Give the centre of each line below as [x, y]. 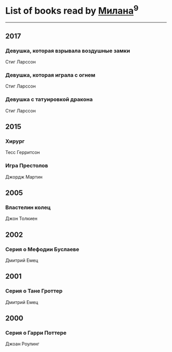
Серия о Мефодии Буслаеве [42, 249]
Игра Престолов [27, 166]
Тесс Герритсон [23, 152]
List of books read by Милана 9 [72, 10]
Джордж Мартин [24, 177]
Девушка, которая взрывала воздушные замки [68, 51]
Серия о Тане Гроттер [34, 291]
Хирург [15, 141]
